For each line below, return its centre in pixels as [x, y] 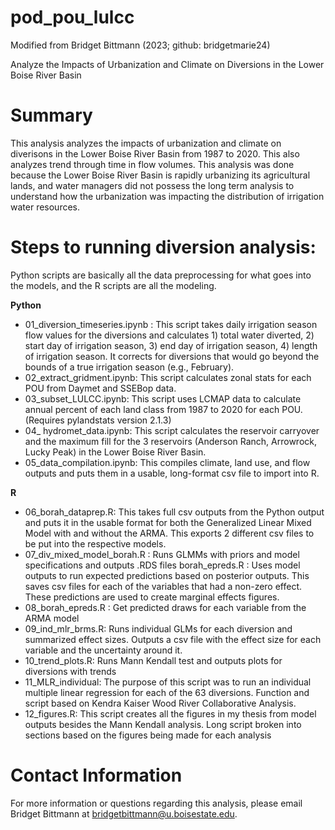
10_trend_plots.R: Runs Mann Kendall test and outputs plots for [153, 660]
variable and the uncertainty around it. [103, 650]
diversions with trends [70, 671]
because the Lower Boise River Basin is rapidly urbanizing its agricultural [160, 175]
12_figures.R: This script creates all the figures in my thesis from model [170, 713]
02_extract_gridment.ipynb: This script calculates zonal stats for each [168, 377]
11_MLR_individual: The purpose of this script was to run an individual [168, 682]
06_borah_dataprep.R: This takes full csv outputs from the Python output [174, 512]
